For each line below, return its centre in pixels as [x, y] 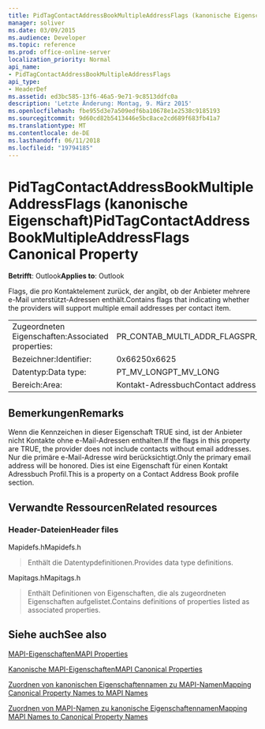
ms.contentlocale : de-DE [49, 133]
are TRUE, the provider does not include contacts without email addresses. [130, 449]
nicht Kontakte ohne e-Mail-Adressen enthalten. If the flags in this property [129, 440]
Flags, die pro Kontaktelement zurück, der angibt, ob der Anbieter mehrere [129, 291]
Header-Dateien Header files [63, 530]
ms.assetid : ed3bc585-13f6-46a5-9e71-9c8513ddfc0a [93, 96]
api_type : [24, 81]
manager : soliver [37, 23]
